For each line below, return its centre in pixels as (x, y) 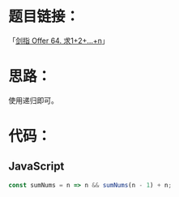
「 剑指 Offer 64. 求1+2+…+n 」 (59, 41)
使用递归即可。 (33, 100)
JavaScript (36, 167)
